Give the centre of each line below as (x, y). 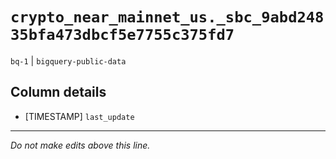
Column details (58, 92)
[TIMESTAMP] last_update (79, 116)
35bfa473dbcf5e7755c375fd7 (122, 35)
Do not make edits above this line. (80, 145)
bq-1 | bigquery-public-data (68, 60)
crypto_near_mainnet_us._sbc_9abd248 (167, 17)
